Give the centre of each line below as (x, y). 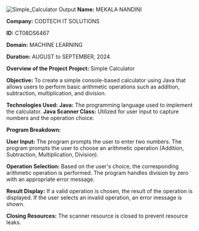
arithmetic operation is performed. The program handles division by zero (97, 173)
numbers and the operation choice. (50, 118)
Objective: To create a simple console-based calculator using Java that (96, 80)
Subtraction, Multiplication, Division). (52, 155)
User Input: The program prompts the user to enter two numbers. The (94, 141)
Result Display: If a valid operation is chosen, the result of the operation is (100, 191)
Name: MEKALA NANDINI (109, 9)
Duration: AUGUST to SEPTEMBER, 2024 (58, 57)
